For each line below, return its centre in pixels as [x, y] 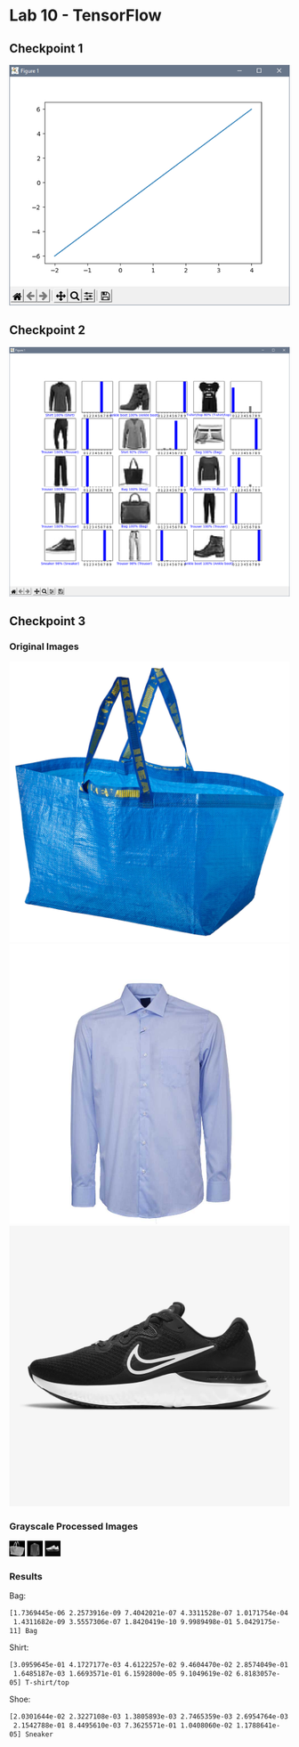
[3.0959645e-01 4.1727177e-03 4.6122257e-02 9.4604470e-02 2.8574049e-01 [149, 1665]
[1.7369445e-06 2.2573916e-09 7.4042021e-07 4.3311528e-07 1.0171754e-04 [149, 1613]
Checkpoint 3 [48, 621]
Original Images [44, 646]
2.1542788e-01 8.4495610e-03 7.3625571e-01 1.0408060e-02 [123, 1726]
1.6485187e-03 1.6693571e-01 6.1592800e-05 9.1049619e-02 [123, 1674]
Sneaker [39, 1735]
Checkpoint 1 [46, 49]
